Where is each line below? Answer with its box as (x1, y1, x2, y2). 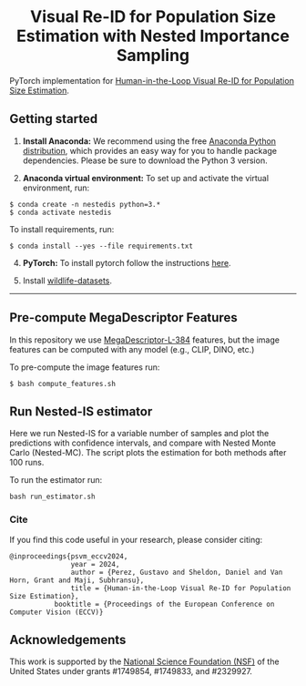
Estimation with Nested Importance (16, 26, 290, 46)
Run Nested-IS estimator (9, 404, 153, 419)
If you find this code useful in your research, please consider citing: (9, 534, 263, 545)
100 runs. (9, 457, 45, 468)
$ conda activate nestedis (9, 208, 112, 217)
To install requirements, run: (9, 223, 115, 234)
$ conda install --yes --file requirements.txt (9, 241, 194, 251)
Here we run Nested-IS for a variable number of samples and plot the (9, 428, 270, 439)
